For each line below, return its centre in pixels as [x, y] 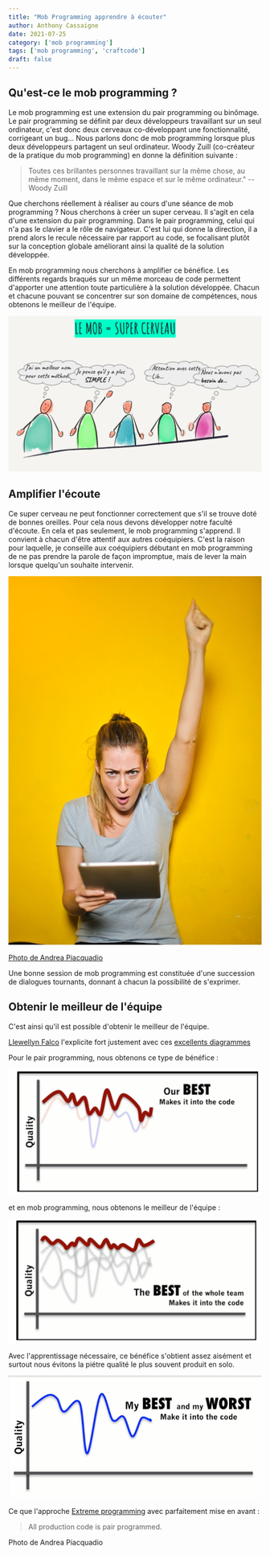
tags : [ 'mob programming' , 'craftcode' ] [77, 51]
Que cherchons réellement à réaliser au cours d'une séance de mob [121, 203]
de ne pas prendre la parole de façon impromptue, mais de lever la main [127, 556]
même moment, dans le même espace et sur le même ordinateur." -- [141, 179]
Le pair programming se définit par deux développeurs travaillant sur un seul [135, 121]
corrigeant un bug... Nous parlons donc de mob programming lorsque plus [132, 138]
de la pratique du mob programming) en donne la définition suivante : [123, 155]
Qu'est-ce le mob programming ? [93, 93]
